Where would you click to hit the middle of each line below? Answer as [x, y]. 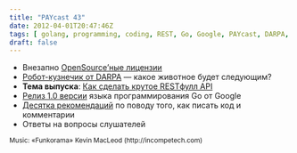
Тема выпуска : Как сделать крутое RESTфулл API [117, 86]
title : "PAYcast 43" [48, 17]
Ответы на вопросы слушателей [84, 125]
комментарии [48, 115]
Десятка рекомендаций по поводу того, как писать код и [132, 105]
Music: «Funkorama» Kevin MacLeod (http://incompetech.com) [106, 141]
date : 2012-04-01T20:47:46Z [62, 26]
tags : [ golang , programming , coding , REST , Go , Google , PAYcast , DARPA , [149, 34]
